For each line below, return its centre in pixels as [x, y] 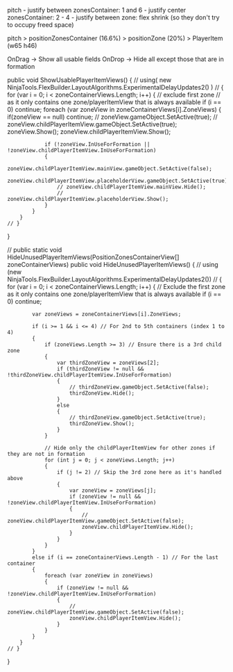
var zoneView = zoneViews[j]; [113, 491]
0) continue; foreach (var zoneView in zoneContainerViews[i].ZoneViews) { [114, 109]
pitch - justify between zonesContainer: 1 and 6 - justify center [97, 10]
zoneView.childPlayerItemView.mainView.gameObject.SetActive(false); [110, 169]
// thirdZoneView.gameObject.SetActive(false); [139, 387]
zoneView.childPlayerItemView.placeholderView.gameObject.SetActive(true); [119, 181]
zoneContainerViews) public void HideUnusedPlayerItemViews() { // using [113, 264]
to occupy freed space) [41, 25]
